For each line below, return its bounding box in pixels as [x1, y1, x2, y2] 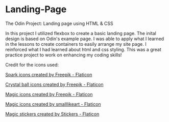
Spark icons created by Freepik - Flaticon [5, 71, 92, 77]
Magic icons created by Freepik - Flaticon [5, 91, 93, 97]
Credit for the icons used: [5, 62, 59, 68]
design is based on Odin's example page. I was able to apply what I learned [5, 36, 164, 42]
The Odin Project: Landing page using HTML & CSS [5, 20, 113, 26]
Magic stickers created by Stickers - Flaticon [5, 111, 100, 117]
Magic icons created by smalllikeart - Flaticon [5, 101, 101, 107]
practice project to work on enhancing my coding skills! [5, 52, 122, 58]
